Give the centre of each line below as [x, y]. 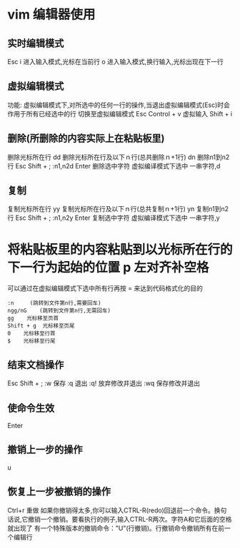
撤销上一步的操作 [45, 450]
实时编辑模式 [36, 43]
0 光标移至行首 [31, 334]
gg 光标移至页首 [33, 318]
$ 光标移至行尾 [31, 341]
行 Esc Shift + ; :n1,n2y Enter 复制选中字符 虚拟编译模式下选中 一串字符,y [114, 218]
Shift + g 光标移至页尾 [41, 326]
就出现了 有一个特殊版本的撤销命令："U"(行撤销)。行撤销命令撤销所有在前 [116, 528]
